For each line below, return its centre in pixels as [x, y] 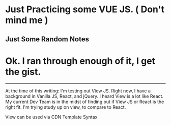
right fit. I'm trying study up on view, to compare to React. [66, 107]
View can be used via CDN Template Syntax [51, 117]
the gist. [23, 72]
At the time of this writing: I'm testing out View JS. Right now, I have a [78, 91]
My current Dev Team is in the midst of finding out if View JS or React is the [85, 102]
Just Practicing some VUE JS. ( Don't [85, 9]
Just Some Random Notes [47, 39]
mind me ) [27, 20]
